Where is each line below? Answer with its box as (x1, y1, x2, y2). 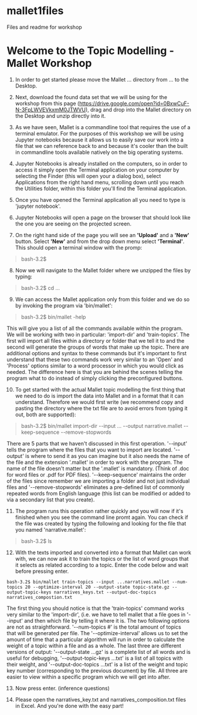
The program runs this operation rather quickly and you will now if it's (15, 507, 184, 514)
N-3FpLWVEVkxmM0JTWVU (15, 106, 86, 113)
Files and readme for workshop (6, 23, 83, 31)
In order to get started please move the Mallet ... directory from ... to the (15, 76, 189, 83)
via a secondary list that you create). (6, 496, 95, 503)
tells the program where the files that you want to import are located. (6, 446, 172, 453)
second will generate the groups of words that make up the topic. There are (6, 343, 189, 350)
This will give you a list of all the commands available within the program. (6, 325, 184, 332)
